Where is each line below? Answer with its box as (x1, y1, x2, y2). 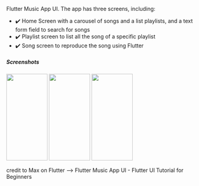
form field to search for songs (15, 26, 90, 33)
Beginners (6, 173, 32, 180)
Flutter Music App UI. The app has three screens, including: (6, 5, 156, 12)
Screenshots (6, 58, 40, 66)
